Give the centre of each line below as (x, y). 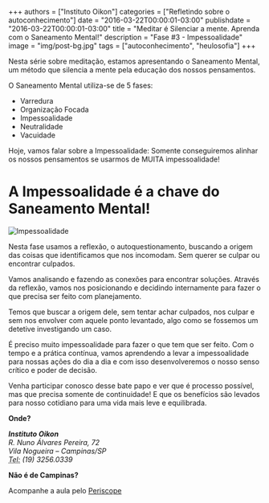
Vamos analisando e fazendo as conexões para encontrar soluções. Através (134, 279)
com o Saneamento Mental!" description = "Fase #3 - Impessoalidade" (126, 37)
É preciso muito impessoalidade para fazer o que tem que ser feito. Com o (131, 344)
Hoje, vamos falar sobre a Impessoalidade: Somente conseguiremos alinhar (133, 151)
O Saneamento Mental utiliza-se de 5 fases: (81, 85)
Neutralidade (41, 127)
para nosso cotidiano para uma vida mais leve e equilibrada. (108, 403)
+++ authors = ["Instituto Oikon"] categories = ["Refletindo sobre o (119, 12)
